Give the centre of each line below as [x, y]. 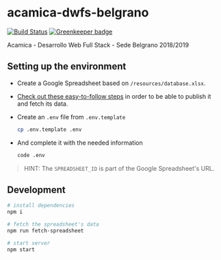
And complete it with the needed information [80, 143]
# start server [29, 243]
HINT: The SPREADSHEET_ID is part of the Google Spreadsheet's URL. [119, 168]
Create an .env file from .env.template [71, 117]
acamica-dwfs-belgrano [78, 13]
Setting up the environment [67, 67]
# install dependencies [41, 206]
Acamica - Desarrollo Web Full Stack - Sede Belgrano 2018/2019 [98, 45]
